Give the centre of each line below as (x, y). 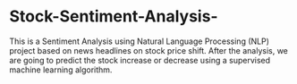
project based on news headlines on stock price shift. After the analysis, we (149, 50)
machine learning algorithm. (61, 70)
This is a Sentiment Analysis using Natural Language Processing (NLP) (140, 41)
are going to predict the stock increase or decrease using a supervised (140, 60)
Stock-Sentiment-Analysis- (114, 17)
